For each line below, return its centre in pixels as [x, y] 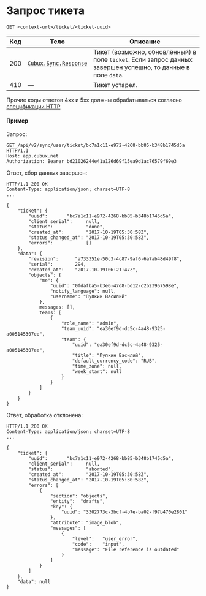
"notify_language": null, [83, 292]
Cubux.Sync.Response [57, 63]
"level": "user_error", [105, 539]
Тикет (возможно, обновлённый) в [145, 51]
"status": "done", [67, 227]
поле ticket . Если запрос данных [143, 59]
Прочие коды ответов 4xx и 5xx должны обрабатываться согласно [94, 100]
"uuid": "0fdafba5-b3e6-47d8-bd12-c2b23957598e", [115, 286]
